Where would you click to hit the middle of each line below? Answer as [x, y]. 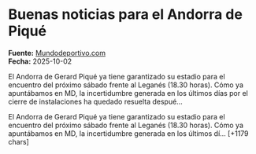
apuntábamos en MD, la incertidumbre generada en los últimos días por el [128, 93]
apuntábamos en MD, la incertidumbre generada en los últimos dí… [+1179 [129, 133]
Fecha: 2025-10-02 [40, 61]
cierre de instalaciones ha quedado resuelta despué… [95, 101]
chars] [19, 141]
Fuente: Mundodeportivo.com [57, 53]
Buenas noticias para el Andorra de [125, 15]
